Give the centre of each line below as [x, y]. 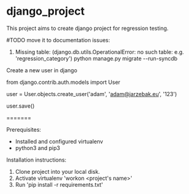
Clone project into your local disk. [57, 171]
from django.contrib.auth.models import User [63, 82]
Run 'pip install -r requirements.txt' [59, 184]
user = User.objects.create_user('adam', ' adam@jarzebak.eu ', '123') [92, 94]
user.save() [20, 106]
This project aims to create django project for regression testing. [87, 28]
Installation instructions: [36, 160]
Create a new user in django [42, 70]
